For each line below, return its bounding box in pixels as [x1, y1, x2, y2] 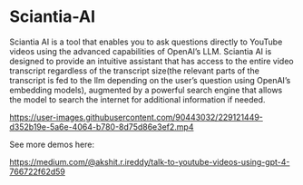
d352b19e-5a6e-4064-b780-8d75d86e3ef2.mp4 [9, 121, 194, 132]
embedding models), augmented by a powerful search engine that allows [9, 84, 283, 95]
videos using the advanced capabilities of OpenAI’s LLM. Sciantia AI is [9, 45, 272, 56]
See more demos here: [9, 139, 95, 150]
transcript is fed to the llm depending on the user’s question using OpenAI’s [9, 74, 291, 85]
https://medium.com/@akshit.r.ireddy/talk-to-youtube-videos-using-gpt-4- [9, 156, 290, 167]
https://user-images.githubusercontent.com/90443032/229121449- [9, 112, 263, 122]
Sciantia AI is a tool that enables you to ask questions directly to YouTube [9, 36, 283, 47]
